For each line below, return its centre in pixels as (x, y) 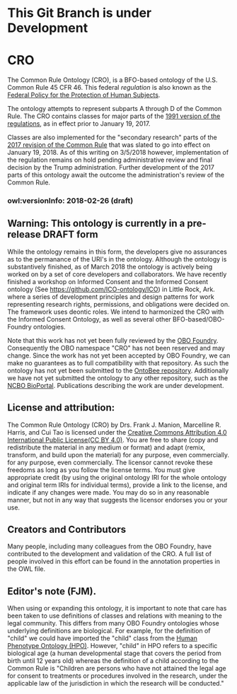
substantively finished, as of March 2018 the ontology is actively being (110, 266)
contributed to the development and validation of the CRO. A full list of (110, 554)
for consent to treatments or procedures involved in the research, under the (117, 676)
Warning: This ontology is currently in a (96, 224)
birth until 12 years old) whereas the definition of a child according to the (113, 661)
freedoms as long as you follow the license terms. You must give (102, 470)
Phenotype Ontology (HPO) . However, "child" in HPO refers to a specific (112, 646)
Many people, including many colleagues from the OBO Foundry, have (110, 546)
